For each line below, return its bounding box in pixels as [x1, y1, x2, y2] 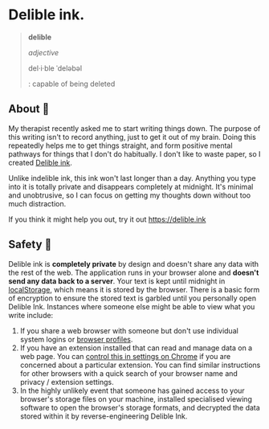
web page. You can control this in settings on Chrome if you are [19, 351, 231, 361]
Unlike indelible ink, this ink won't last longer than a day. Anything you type [8, 173, 256, 182]
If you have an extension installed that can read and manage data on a [19, 343, 253, 353]
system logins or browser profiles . [19, 334, 133, 344]
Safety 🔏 [8, 238, 52, 251]
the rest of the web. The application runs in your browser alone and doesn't [8, 268, 259, 277]
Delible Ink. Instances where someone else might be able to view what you [8, 301, 255, 311]
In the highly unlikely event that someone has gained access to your [19, 386, 245, 395]
